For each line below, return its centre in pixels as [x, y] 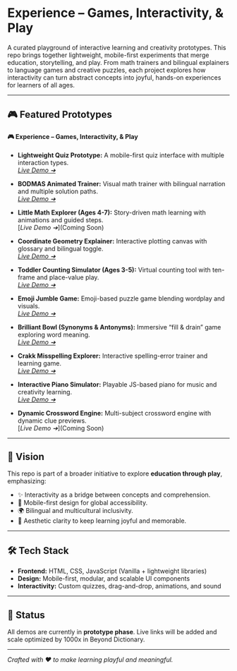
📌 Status [26, 615]
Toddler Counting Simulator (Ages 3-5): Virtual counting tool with [114, 270]
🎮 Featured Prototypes [60, 115]
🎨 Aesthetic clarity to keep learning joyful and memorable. [102, 521]
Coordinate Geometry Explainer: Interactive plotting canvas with [112, 241]
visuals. [29, 306]
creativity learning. [45, 392]
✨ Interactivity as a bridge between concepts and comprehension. [114, 495]
